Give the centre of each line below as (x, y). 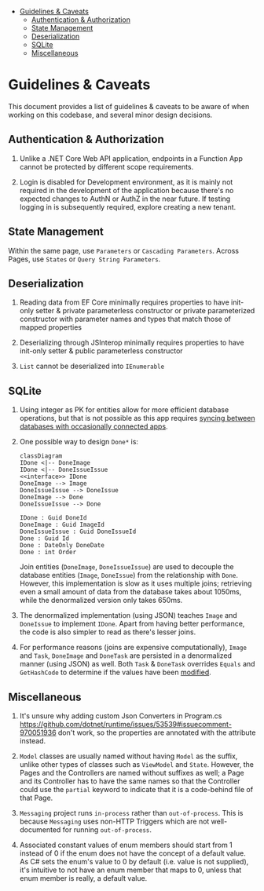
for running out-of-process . (107, 830)
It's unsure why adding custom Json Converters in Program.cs (121, 716)
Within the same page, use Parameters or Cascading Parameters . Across (124, 250)
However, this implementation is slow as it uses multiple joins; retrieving (136, 583)
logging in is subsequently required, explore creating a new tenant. (128, 206)
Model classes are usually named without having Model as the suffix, (128, 756)
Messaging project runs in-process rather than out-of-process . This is (131, 813)
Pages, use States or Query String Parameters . (84, 259)
